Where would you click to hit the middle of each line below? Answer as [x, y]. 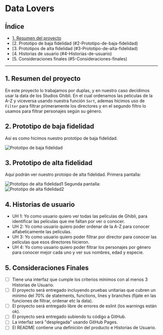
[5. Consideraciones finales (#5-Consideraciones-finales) [70, 59]
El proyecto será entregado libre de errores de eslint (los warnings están [84, 306]
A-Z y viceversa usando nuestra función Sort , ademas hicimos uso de [75, 101]
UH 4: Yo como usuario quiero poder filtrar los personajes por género [81, 247]
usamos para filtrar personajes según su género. [54, 111]
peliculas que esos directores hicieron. [51, 242]
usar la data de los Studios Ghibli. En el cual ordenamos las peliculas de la [79, 95]
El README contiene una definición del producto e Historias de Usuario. [84, 328]
